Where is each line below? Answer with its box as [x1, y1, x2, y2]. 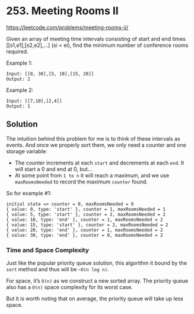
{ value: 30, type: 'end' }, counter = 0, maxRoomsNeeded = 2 [6, 232, 163, 238]
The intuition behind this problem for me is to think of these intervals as [6, 135, 180, 142]
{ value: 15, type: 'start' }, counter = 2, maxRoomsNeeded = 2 [6, 221, 168, 228]
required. [6, 47, 28, 55]
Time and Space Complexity [6, 246, 90, 254]
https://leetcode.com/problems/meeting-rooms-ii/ [6, 24, 129, 31]
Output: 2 [6, 76, 31, 82]
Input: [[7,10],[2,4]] [6, 98, 62, 104]
